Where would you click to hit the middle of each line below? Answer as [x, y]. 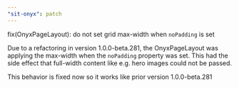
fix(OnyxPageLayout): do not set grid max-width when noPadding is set [111, 34]
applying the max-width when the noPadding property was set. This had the [118, 55]
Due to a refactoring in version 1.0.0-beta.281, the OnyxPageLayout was [113, 48]
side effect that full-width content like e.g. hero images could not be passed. [120, 63]
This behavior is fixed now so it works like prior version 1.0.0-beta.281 [110, 77]
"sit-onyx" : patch [35, 14]
